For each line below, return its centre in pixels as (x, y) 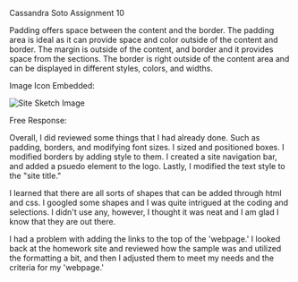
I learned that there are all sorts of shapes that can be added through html (145, 193)
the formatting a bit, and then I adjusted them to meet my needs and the (142, 258)
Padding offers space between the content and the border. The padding (142, 30)
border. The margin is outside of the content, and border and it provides (141, 49)
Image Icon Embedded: (52, 85)
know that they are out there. (63, 222)
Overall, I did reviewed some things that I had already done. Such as (135, 137)
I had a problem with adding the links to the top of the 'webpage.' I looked (145, 239)
